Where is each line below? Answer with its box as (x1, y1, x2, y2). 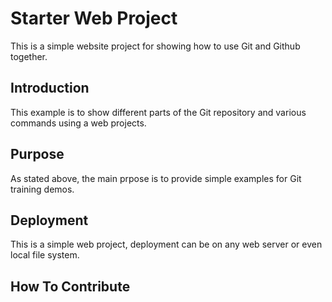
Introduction (10, 80, 90, 97)
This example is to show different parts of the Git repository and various (10, 106, 307, 118)
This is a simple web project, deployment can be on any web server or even (10, 238, 323, 251)
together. (10, 50, 48, 62)
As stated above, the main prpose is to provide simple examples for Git (10, 172, 302, 184)
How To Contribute (10, 278, 131, 295)
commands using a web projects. (10, 117, 147, 129)
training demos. (10, 183, 75, 195)
